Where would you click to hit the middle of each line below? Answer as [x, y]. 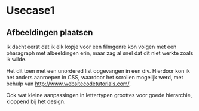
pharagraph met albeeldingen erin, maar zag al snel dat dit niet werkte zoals [100, 53]
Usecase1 [30, 10]
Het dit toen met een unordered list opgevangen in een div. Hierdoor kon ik [98, 71]
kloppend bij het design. [36, 101]
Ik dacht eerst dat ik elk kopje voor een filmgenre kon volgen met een [91, 47]
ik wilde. [16, 59]
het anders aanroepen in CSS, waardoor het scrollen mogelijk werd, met [95, 77]
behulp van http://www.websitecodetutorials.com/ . [69, 84]
